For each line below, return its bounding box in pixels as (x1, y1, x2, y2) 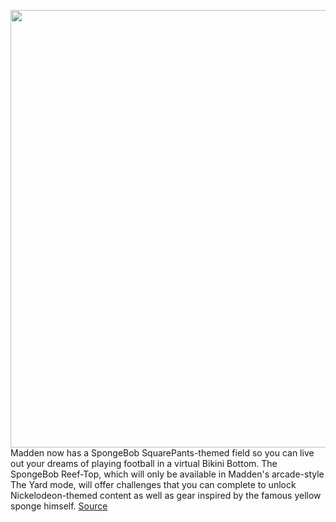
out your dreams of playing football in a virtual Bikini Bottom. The (10, 458, 278, 469)
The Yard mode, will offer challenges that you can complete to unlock (10, 479, 297, 490)
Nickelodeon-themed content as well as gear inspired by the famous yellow (10, 490, 322, 501)
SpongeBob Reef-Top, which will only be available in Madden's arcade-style (10, 468, 325, 480)
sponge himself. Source (10, 500, 108, 512)
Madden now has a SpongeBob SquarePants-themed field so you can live (10, 447, 315, 459)
